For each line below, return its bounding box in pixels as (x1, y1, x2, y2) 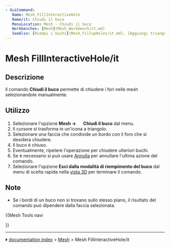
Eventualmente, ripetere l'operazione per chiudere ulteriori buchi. (12, 147, 149, 153)
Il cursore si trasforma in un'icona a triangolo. (12, 126, 108, 132)
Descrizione (5, 73, 45, 81)
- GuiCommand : (5, 7, 35, 13)
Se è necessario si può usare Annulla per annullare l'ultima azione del (12, 152, 158, 158)
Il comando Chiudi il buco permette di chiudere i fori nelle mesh (5, 87, 138, 92)
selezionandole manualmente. (5, 92, 68, 98)
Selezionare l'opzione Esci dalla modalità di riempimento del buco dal (12, 163, 160, 170)
